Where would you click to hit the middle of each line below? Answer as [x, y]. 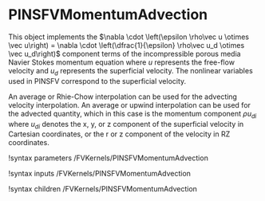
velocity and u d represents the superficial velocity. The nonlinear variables [131, 71]
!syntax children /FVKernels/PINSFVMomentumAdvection [103, 189]
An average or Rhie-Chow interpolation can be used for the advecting [123, 97]
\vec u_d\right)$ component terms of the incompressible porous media [125, 53]
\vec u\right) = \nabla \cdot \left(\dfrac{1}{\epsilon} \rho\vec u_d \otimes [127, 45]
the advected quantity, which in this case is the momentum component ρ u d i [132, 114]
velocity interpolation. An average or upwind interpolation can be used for [130, 104]
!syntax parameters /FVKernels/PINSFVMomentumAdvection [109, 158]
